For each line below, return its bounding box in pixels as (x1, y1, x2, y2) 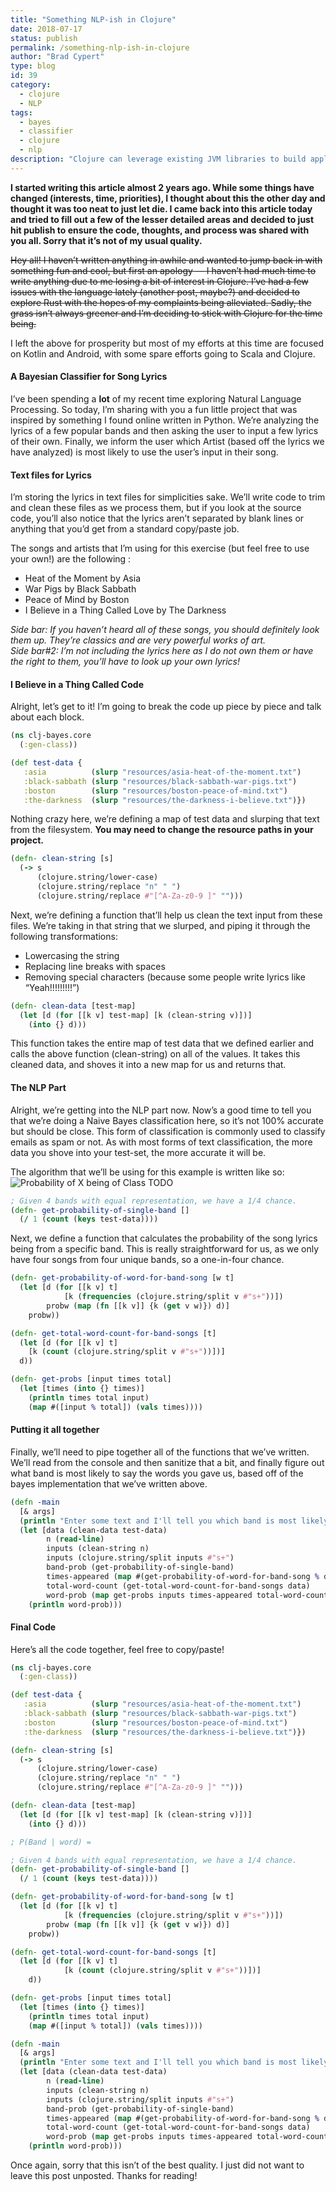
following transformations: (10, 930, 118, 942)
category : (10, 80, 52, 90)
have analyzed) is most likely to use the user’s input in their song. (10, 446, 279, 458)
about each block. (10, 711, 85, 723)
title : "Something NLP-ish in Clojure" (10, 14, 177, 25)
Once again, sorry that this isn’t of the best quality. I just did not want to (10, 2159, 305, 2171)
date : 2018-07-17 (10, 24, 83, 34)
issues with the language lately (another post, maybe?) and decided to (10, 286, 301, 298)
